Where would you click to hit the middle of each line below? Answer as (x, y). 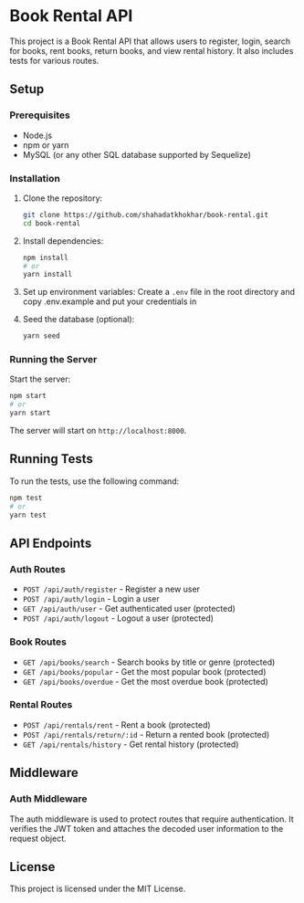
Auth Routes (37, 569)
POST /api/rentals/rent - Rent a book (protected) (117, 724)
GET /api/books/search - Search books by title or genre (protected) (149, 662)
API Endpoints (51, 543)
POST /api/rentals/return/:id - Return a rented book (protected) (146, 734)
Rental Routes (41, 705)
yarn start (30, 413)
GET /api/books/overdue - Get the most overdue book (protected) (146, 681)
